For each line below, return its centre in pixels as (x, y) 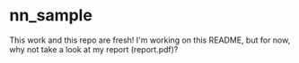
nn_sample (51, 16)
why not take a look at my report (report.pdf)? (94, 49)
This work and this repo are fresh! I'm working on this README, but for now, (150, 40)
